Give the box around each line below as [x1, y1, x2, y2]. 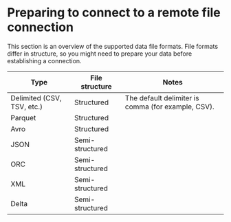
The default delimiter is [124, 93, 199, 102]
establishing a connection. [7, 56, 82, 65]
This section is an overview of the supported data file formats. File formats [7, 42, 219, 50]
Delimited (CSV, [10, 93, 62, 102]
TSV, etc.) [10, 102, 43, 111]
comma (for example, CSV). [124, 102, 214, 111]
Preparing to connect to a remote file [7, 5, 221, 21]
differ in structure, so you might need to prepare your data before [7, 49, 192, 58]
